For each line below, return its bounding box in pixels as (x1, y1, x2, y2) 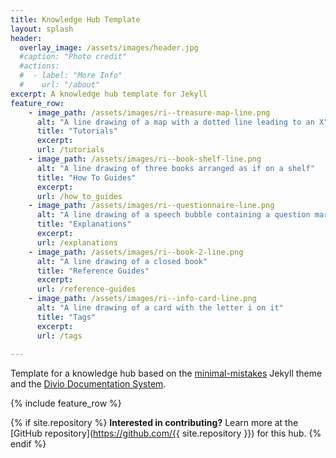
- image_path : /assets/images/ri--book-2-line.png (28, 247, 244, 257)
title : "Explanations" (36, 219, 132, 230)
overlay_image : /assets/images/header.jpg (19, 42, 199, 53)
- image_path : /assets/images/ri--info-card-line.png (28, 294, 257, 304)
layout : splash (10, 24, 74, 34)
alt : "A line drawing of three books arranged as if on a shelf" (36, 163, 315, 173)
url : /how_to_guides (36, 191, 123, 201)
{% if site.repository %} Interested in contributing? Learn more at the (10, 417, 299, 429)
